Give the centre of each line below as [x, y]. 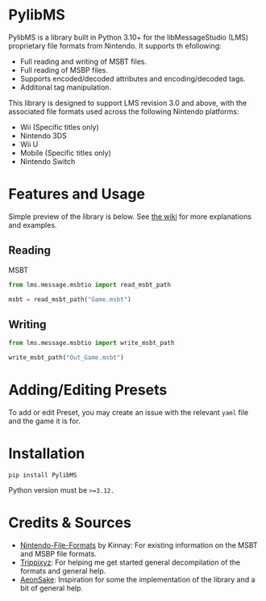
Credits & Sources [70, 523]
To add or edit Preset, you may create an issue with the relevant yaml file [129, 412]
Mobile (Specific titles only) [65, 153]
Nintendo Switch [48, 161]
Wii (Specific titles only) [59, 127]
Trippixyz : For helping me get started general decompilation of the [130, 562]
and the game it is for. [44, 421]
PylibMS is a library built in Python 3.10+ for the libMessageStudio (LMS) [129, 37]
